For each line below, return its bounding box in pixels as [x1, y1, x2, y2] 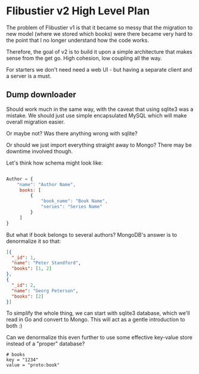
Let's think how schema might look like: [6, 159, 103, 166]
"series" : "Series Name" [41, 204, 102, 210]
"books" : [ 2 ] [11, 293, 44, 299]
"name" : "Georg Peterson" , [11, 288, 79, 293]
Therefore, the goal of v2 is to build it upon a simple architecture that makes [6, 48, 192, 55]
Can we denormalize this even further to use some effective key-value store [6, 334, 192, 341]
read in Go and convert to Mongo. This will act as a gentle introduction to [6, 316, 185, 323]
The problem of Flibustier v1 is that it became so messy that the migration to [6, 24, 193, 31]
